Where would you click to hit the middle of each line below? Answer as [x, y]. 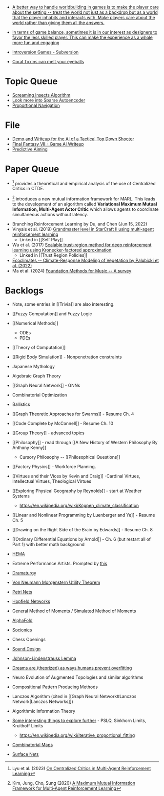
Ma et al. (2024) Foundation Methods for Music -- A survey [72, 271]
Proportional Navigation [36, 105]
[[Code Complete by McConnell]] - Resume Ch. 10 [63, 423]
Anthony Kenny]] [29, 448]
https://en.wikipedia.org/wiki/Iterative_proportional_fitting [77, 735]
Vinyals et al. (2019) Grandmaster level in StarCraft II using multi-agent [83, 229]
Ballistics [21, 404]
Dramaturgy [24, 573]
